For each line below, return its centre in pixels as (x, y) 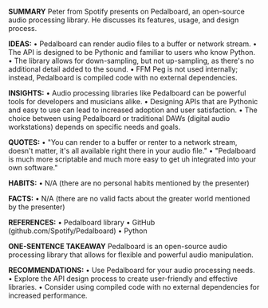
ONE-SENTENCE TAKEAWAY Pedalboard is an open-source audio (118, 246)
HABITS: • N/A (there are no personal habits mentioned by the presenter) (129, 183)
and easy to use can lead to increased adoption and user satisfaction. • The (133, 110)
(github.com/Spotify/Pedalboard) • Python (78, 231)
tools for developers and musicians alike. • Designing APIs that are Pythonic (133, 101)
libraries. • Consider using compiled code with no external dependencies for (134, 287)
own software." (33, 168)
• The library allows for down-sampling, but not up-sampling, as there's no (131, 60)
